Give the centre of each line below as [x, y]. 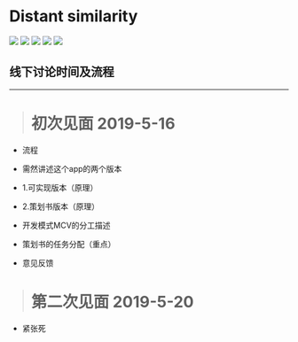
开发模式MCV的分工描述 [66, 225]
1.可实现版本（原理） [60, 187]
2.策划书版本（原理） [61, 206]
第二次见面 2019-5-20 [112, 302]
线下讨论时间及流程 [62, 72]
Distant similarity [74, 16]
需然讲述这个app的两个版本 [72, 168]
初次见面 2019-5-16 [103, 124]
